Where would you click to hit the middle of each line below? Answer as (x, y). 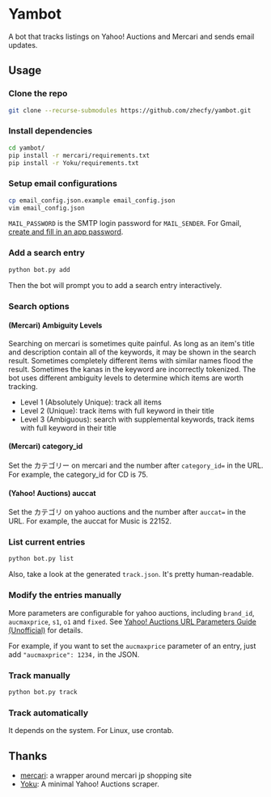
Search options (39, 306)
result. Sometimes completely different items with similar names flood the (131, 360)
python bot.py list (41, 559)
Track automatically (49, 713)
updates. (23, 45)
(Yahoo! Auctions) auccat (52, 493)
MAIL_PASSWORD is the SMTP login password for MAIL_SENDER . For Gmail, (125, 223)
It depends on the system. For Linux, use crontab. (91, 731)
